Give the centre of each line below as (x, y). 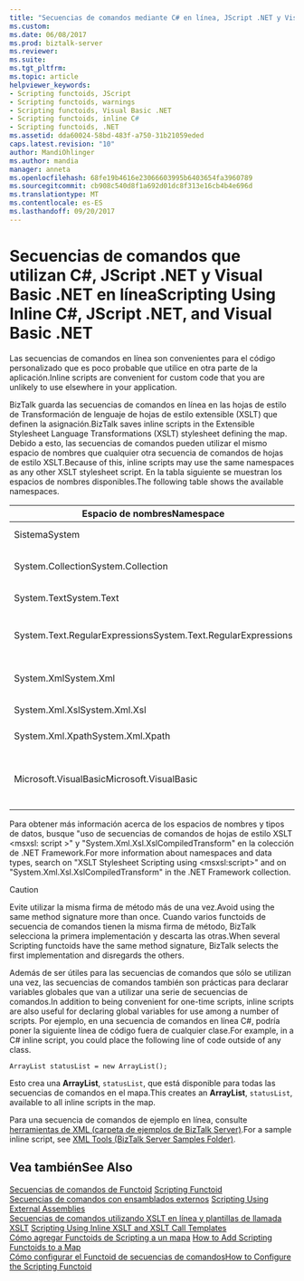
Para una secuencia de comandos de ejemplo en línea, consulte (128, 1120)
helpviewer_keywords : (50, 85)
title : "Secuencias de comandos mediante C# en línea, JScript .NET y (145, 18)
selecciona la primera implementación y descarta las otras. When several (145, 936)
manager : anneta (40, 169)
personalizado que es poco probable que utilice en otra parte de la (133, 368)
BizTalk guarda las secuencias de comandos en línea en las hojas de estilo (148, 405)
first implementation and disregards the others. (97, 955)
